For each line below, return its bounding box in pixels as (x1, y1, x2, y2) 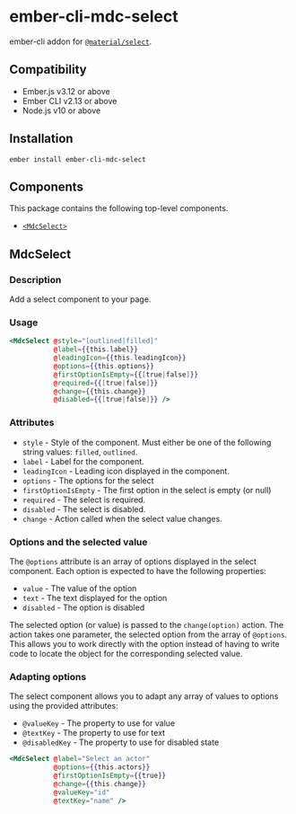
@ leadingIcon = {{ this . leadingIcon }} (53, 353, 187, 363)
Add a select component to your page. (9, 294, 152, 305)
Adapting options (9, 670, 87, 683)
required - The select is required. (22, 494, 146, 505)
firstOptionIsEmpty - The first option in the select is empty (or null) (22, 484, 272, 495)
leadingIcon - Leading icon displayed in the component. (22, 465, 231, 476)
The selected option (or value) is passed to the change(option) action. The (9, 619, 284, 630)
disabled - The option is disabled (22, 602, 145, 613)
